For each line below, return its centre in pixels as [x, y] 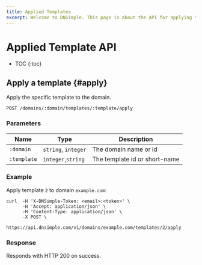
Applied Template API [61, 47]
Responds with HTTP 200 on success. [54, 256]
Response [21, 243]
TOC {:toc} [28, 64]
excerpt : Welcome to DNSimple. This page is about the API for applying [99, 17]
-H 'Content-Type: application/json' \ [72, 211]
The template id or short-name [136, 159]
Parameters [23, 123]
